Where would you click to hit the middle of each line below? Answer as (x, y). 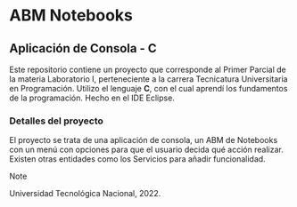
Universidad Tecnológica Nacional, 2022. (85, 194)
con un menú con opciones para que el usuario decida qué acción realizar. (146, 150)
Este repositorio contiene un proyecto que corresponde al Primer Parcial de (148, 69)
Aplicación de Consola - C (83, 48)
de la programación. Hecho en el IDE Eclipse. (92, 98)
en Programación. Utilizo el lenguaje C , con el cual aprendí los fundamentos (148, 88)
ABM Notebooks (71, 16)
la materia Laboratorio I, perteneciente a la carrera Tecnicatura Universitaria (148, 79)
